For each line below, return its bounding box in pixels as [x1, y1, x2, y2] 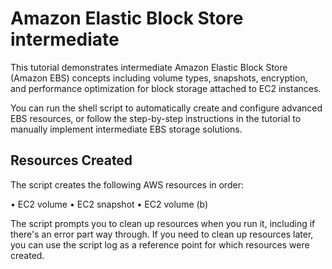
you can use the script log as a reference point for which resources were [10, 238, 310, 251]
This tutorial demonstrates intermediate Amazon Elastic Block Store [10, 61, 288, 73]
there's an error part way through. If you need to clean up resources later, [10, 228, 314, 240]
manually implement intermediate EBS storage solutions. [10, 123, 243, 135]
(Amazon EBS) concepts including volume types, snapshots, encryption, [10, 72, 308, 84]
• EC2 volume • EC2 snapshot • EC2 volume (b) [10, 198, 209, 210]
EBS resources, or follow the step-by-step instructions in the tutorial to [10, 112, 302, 124]
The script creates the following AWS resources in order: [10, 178, 244, 191]
